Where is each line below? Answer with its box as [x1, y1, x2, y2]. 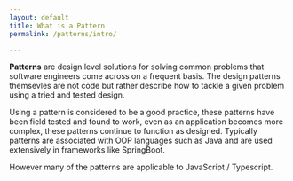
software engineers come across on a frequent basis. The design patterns [9, 71, 281, 82]
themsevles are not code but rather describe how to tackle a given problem [9, 81, 285, 91]
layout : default [9, 12, 69, 22]
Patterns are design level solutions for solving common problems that [9, 61, 265, 72]
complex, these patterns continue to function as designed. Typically [9, 126, 257, 137]
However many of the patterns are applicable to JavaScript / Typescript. [9, 161, 273, 173]
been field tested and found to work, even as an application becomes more [9, 116, 284, 127]
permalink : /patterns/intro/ [9, 29, 117, 38]
